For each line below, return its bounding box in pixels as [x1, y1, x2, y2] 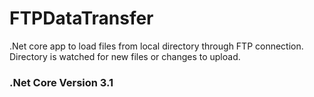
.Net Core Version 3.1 [9, 75, 114, 89]
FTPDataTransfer [9, 7, 154, 30]
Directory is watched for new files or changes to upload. [9, 50, 241, 62]
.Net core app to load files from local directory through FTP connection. [9, 40, 304, 52]
